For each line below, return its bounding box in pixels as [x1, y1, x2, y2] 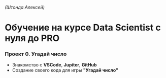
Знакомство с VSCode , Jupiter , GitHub [12, 62, 97, 68]
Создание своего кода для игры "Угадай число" [12, 67, 119, 73]
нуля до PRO [5, 33, 60, 44]
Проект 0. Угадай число [5, 50, 67, 57]
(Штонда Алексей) [5, 5, 45, 10]
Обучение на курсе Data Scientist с [5, 22, 161, 33]
